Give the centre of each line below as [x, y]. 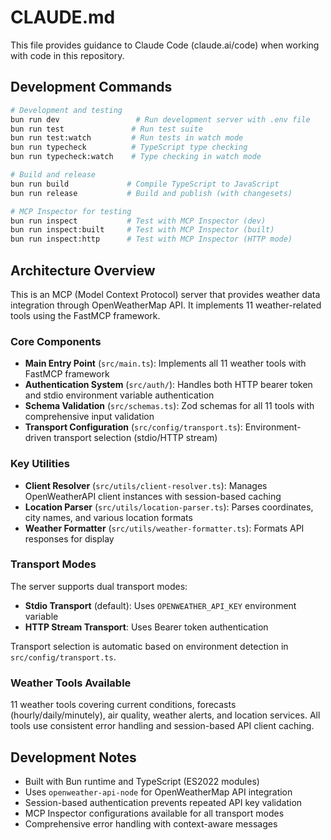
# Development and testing [66, 110]
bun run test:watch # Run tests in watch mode [127, 138]
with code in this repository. [67, 55]
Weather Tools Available [71, 683]
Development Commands [91, 87]
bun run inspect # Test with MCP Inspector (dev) [138, 221]
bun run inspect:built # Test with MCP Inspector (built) [142, 230]
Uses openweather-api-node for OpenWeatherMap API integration [158, 792]
